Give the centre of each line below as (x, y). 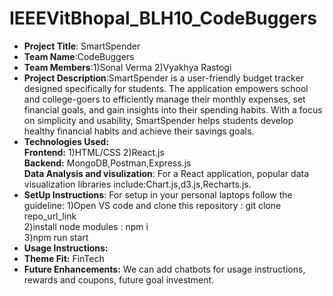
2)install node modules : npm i (86, 226)
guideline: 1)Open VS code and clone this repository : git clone (152, 205)
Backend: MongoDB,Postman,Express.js (107, 163)
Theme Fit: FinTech (64, 258)
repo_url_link (50, 216)
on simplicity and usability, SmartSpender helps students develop (158, 120)
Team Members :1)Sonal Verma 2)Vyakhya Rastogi (127, 67)
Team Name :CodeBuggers (79, 56)
